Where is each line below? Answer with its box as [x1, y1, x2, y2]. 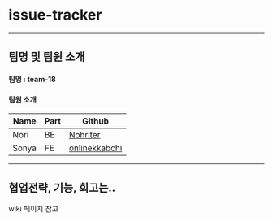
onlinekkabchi [68, 142, 123, 154]
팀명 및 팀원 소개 [8, 50, 85, 64]
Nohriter [68, 129, 101, 141]
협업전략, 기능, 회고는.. [8, 180, 116, 194]
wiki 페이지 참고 [8, 203, 59, 213]
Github [82, 115, 110, 127]
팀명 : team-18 [8, 74, 57, 84]
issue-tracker [8, 6, 102, 24]
